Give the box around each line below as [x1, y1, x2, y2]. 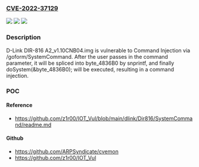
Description [6, 33, 41, 42]
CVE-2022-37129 [6, 4, 58, 12]
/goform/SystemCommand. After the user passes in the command [6, 53, 169, 60]
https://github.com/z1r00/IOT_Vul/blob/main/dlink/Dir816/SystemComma [14, 115, 193, 122]
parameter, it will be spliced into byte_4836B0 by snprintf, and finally [6, 59, 175, 67]
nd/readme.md [14, 121, 52, 128]
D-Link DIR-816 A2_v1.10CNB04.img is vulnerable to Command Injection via [6, 46, 191, 54]
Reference [6, 102, 33, 109]
